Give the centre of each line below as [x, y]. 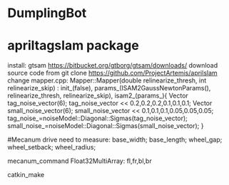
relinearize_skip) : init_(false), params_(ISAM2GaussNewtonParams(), [109, 88]
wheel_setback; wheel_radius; [52, 147]
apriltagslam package [73, 46]
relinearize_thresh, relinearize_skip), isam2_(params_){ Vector [98, 96]
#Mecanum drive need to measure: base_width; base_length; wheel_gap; [115, 139]
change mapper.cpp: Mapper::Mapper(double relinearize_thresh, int [107, 80]
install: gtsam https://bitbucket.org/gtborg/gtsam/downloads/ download [113, 65]
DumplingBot [47, 13]
